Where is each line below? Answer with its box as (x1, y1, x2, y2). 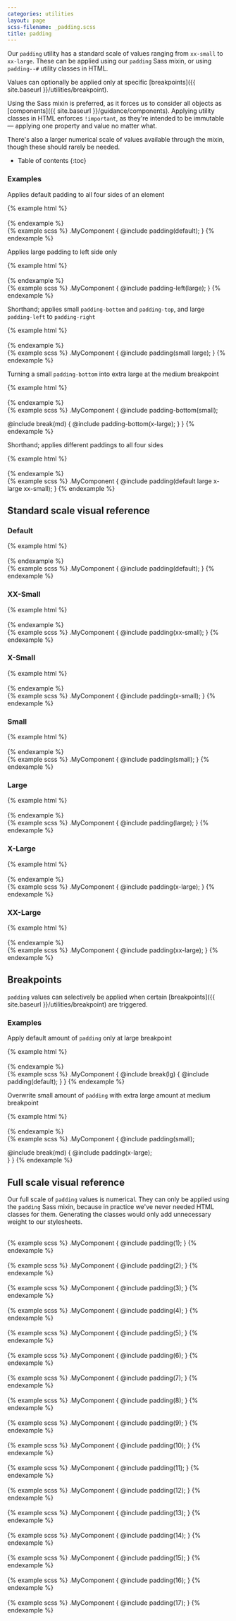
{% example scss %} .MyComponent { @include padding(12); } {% (7, 1486, 201, 1494)
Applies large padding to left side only (7, 248, 118, 256)
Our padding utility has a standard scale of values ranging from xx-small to (7, 49, 223, 58)
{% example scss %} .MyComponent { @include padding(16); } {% (7, 1576, 201, 1584)
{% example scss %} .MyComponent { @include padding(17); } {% (7, 1598, 201, 1607)
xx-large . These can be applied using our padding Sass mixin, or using (7, 57, 212, 66)
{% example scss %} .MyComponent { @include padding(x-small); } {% (7, 691, 216, 700)
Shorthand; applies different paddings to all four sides (7, 440, 163, 449)
